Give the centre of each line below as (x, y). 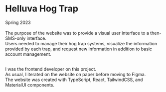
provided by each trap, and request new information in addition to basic (79, 49)
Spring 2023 (18, 22)
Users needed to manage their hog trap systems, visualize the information (81, 43)
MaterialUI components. (30, 85)
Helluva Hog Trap (42, 9)
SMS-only (15, 38)
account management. (28, 54)
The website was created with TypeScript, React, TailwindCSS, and (74, 80)
